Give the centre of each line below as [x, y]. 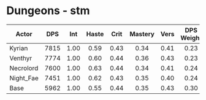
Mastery [142, 34]
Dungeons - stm [48, 11]
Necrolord [24, 68]
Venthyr [21, 58]
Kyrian [19, 48]
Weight [191, 37]
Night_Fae [24, 78]
